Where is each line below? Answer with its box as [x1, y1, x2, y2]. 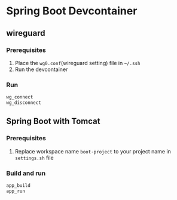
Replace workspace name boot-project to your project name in [14, 147, 172, 155]
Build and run [6, 169, 46, 177]
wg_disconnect [6, 100, 42, 106]
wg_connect [6, 94, 33, 100]
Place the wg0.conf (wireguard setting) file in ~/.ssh [14, 59, 141, 66]
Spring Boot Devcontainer [6, 4, 138, 18]
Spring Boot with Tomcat [6, 116, 100, 127]
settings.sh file [14, 154, 54, 161]
